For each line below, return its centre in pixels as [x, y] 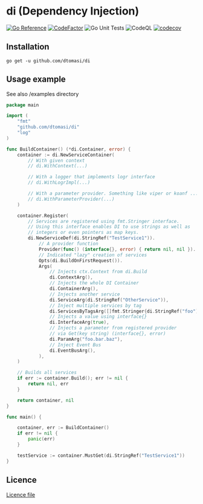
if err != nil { [38, 433]
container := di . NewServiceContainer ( [66, 155]
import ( [17, 116]
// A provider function [68, 244]
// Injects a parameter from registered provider [113, 328]
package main [23, 105]
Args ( [45, 266]
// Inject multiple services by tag [95, 305]
